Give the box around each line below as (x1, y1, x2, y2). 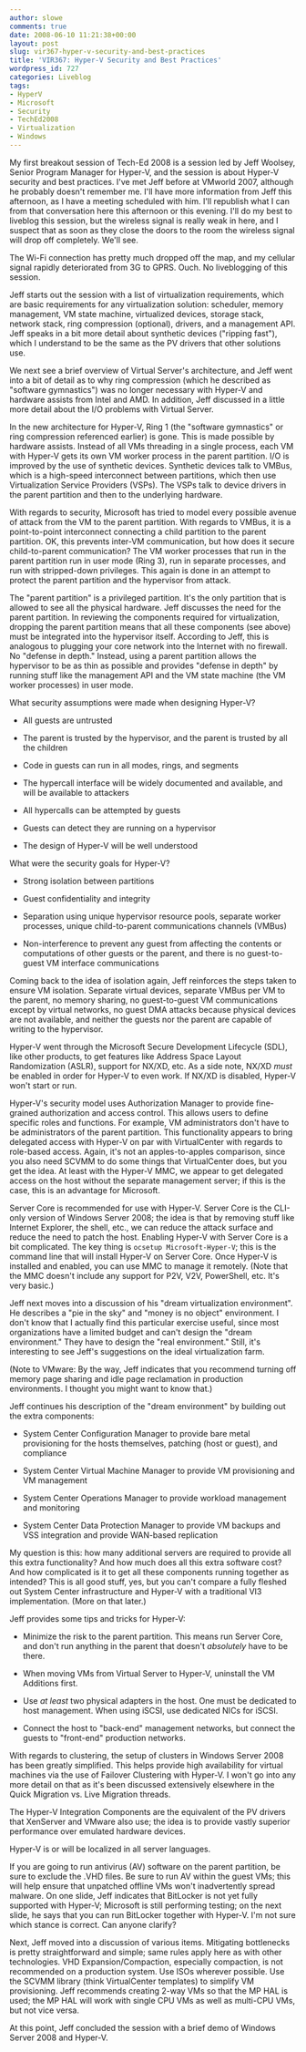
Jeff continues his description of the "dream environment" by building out (9, 1400, 287, 1411)
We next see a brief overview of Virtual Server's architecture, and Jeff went (9, 365, 293, 376)
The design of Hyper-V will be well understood (22, 840, 199, 851)
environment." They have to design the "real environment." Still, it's (9, 1336, 261, 1347)
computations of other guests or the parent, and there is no (22, 947, 246, 958)
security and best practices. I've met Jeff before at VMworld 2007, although (9, 176, 294, 187)
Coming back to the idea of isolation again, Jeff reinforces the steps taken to (9, 974, 297, 985)
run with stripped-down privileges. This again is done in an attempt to (9, 564, 271, 575)
